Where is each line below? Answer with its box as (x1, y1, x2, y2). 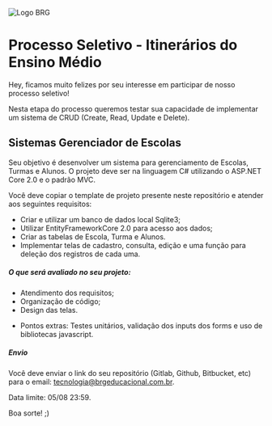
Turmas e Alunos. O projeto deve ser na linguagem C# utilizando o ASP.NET (8, 166, 261, 175)
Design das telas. (19, 305, 79, 314)
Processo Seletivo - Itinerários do (8, 36, 238, 54)
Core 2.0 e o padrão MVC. (8, 175, 96, 184)
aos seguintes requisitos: (8, 199, 92, 209)
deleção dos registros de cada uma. (19, 249, 141, 259)
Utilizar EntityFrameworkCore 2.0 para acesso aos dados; (19, 223, 213, 233)
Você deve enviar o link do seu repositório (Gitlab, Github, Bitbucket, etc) (8, 368, 252, 377)
